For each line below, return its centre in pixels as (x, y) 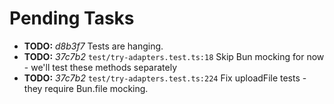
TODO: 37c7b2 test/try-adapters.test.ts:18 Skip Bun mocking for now (174, 56)
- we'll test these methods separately (100, 67)
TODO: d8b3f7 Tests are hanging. (93, 46)
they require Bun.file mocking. (86, 88)
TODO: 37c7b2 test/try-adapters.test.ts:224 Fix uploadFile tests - (165, 78)
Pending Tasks (72, 18)
